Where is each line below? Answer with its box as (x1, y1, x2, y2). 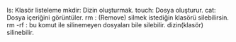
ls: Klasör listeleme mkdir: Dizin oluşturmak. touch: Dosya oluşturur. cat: (6, 6, 217, 14)
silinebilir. (6, 28, 35, 36)
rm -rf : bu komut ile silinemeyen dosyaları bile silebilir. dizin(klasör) (6, 21, 203, 29)
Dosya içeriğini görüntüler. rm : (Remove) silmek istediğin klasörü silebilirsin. (6, 13, 230, 22)
